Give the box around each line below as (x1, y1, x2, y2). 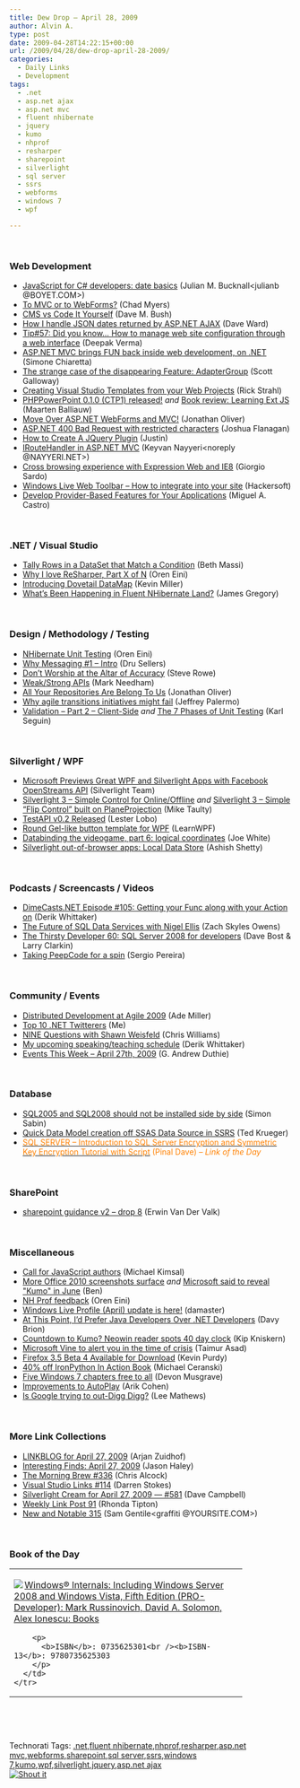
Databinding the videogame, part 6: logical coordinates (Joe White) (21, 832, 271, 843)
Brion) (21, 1324, 46, 1335)
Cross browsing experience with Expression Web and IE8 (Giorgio (21, 461, 266, 472)
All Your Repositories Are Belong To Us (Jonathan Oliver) (21, 686, 233, 697)
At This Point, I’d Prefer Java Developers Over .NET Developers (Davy (21, 1314, 279, 1325)
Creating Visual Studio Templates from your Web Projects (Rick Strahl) (21, 385, 282, 396)
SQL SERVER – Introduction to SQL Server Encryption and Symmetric (21, 1137, 278, 1147)
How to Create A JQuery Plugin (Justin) (21, 432, 168, 444)
